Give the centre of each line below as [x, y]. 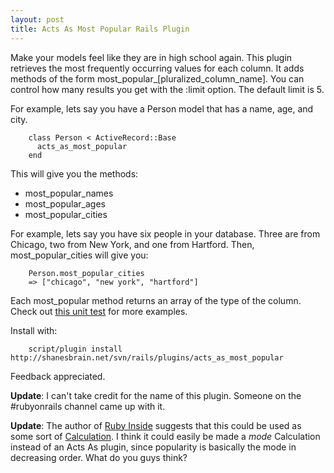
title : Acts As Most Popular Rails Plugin [100, 29]
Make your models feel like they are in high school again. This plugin [151, 57]
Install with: [34, 330]
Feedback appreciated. [58, 376]
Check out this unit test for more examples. [99, 311]
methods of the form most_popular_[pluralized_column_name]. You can [157, 78]
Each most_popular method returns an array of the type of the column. [156, 300]
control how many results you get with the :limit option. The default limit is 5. [167, 89]
